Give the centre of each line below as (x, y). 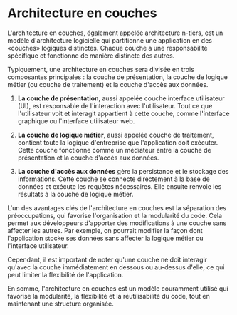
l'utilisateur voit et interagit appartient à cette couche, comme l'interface (123, 113)
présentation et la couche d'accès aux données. (88, 157)
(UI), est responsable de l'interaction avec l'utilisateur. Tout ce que (115, 105)
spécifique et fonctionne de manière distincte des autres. (91, 56)
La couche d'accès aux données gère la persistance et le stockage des (123, 171)
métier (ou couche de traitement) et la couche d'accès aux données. (108, 84)
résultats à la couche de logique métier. (75, 194)
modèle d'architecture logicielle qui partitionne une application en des (110, 40)
